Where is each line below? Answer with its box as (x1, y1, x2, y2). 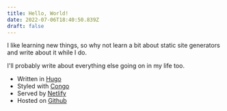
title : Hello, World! (7, 10, 69, 17)
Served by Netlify (16, 89, 66, 97)
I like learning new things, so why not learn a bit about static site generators (7, 42, 220, 50)
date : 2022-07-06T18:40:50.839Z (7, 16, 99, 23)
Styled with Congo (16, 82, 70, 91)
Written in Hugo (16, 75, 62, 83)
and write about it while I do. (7, 48, 88, 57)
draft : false (7, 22, 44, 29)
